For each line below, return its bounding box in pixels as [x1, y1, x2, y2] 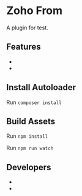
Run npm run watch [6, 145, 54, 152]
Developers [6, 162, 51, 172]
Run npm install [6, 132, 48, 140]
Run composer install [6, 99, 62, 106]
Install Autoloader [6, 82, 76, 92]
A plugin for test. [6, 24, 49, 31]
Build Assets [6, 116, 56, 126]
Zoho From [6, 4, 63, 18]
